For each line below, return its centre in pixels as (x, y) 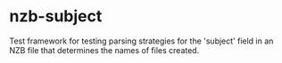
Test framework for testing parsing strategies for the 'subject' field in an (141, 41)
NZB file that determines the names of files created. (104, 50)
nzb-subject (56, 16)
